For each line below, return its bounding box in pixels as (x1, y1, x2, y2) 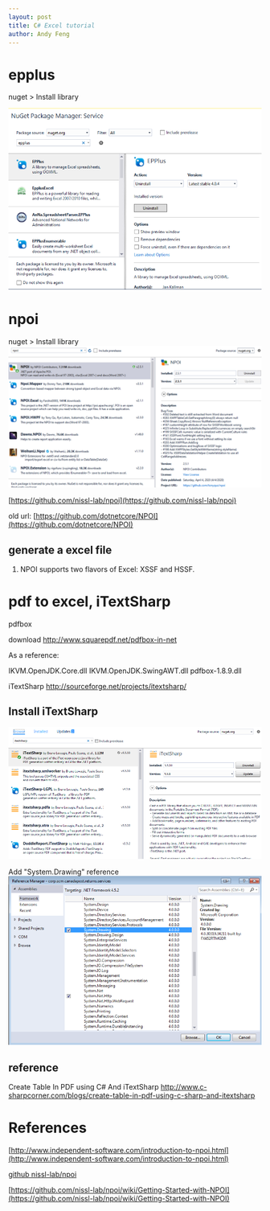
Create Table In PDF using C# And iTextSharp (8, 1082, 159, 1092)
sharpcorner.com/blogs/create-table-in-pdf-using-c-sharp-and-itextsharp (8, 1090, 256, 1101)
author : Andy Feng (8, 30, 70, 38)
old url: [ (8, 511, 36, 521)
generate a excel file (8, 543, 112, 556)
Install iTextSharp (8, 704, 99, 719)
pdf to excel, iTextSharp (8, 593, 171, 611)
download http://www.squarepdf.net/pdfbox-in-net (8, 635, 178, 645)
